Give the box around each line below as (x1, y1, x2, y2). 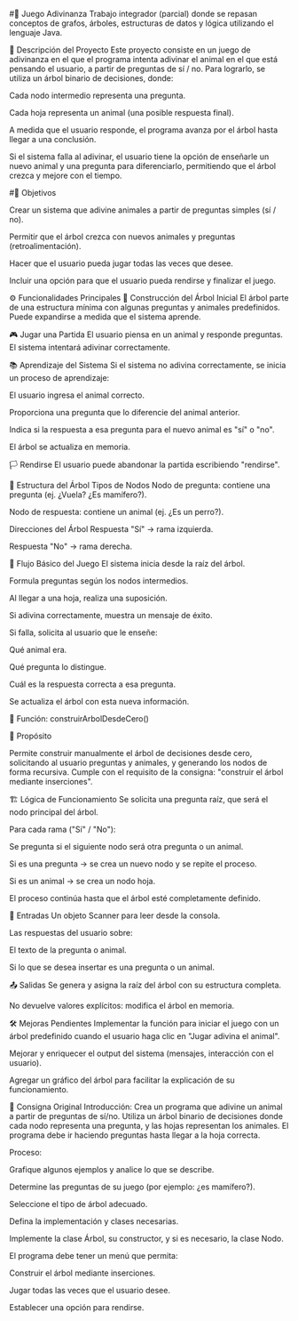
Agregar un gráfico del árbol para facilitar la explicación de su (9, 1075, 235, 1085)
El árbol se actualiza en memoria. (9, 441, 130, 452)
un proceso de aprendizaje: (9, 373, 110, 383)
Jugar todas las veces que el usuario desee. (9, 1285, 171, 1295)
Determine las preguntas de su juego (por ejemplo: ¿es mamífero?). (9, 1181, 255, 1192)
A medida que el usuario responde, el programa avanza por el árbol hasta (9, 125, 278, 135)
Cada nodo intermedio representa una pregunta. (9, 90, 186, 101)
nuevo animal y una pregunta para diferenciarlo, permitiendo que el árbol (9, 161, 277, 171)
